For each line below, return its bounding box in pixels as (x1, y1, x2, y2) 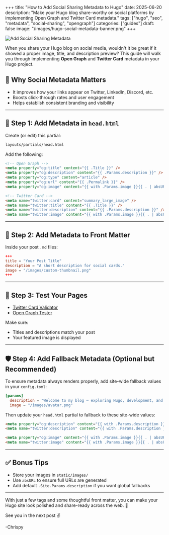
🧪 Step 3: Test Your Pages (5, 291, 88, 300)
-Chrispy (5, 524, 24, 530)
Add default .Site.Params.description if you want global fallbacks (12, 482, 150, 488)
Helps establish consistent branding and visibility (12, 100, 114, 106)
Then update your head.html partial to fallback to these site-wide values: (5, 412, 155, 418)
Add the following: (5, 151, 43, 157)
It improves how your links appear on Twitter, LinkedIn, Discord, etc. (12, 89, 153, 95)
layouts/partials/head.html (5, 142, 64, 147)
